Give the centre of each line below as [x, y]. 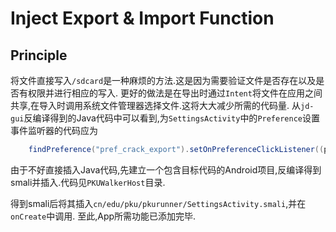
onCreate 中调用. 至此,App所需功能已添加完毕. [103, 216]
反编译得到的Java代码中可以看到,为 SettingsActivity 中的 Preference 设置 [171, 118]
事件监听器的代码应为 [54, 130]
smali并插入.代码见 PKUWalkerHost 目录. [88, 182]
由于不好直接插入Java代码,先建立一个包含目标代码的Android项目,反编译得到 [166, 169]
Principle [39, 55]
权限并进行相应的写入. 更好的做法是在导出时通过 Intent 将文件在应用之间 [175, 93]
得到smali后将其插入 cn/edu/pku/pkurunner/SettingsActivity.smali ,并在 [158, 203]
